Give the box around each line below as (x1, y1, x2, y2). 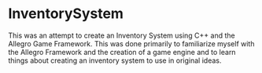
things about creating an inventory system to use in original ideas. (8, 56, 222, 65)
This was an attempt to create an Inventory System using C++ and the (8, 31, 235, 40)
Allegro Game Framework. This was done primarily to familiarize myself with (8, 38, 255, 48)
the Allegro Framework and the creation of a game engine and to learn (8, 47, 236, 57)
